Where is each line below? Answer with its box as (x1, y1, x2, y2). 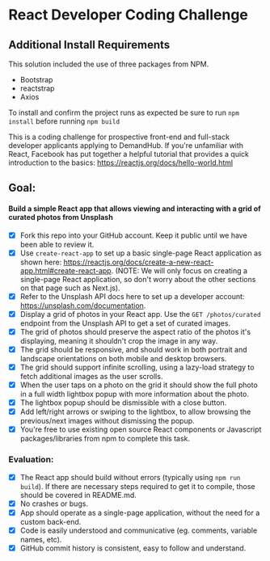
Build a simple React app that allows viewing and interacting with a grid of (8, 204, 261, 213)
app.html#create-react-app (19, 265, 112, 276)
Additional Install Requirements (8, 38, 171, 52)
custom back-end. (19, 517, 82, 526)
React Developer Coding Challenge (8, 6, 249, 24)
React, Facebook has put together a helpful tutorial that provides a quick (8, 150, 249, 158)
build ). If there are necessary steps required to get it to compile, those (19, 481, 255, 491)
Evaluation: (8, 454, 54, 466)
